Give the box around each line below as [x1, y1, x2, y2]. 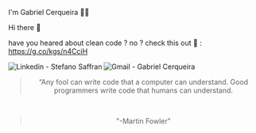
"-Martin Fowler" [116, 116, 171, 126]
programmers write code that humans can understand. [53, 85, 233, 95]
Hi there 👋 [8, 23, 41, 32]
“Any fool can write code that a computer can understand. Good [38, 78, 249, 86]
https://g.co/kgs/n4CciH [8, 47, 88, 55]
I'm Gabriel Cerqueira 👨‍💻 [8, 8, 90, 17]
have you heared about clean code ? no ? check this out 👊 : [8, 38, 203, 47]
